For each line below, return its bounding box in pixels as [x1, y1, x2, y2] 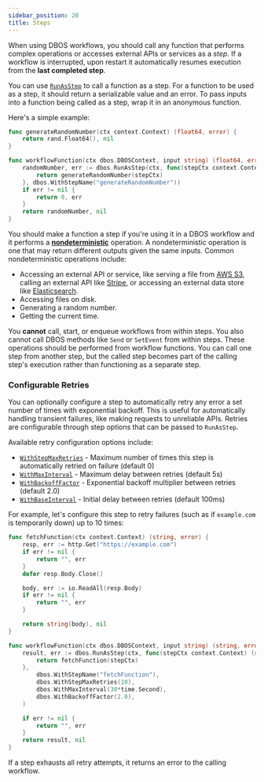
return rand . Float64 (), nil [22, 135, 114, 143]
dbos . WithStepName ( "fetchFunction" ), [36, 671, 159, 679]
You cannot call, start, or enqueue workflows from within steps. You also [8, 327, 244, 336]
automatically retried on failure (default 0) [19, 461, 155, 471]
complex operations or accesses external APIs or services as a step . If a [8, 49, 242, 58]
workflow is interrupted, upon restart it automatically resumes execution [8, 57, 241, 67]
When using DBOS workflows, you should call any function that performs [8, 40, 245, 50]
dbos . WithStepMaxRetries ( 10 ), [36, 678, 135, 686]
